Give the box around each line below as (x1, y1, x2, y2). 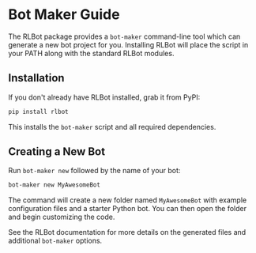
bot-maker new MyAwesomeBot (8, 181, 101, 189)
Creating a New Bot (8, 145, 105, 159)
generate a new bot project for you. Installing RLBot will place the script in (8, 40, 249, 49)
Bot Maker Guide (8, 6, 120, 24)
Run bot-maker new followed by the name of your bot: (8, 166, 181, 176)
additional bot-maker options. (8, 236, 103, 246)
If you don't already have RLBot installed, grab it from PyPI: (8, 93, 201, 102)
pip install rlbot (8, 108, 69, 115)
